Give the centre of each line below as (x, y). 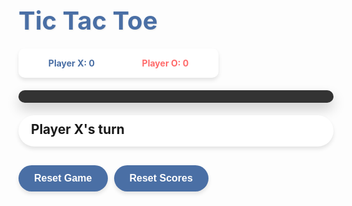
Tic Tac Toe (88, 20)
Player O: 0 (165, 63)
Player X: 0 (71, 63)
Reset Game (63, 178)
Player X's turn (78, 129)
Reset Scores (161, 178)
